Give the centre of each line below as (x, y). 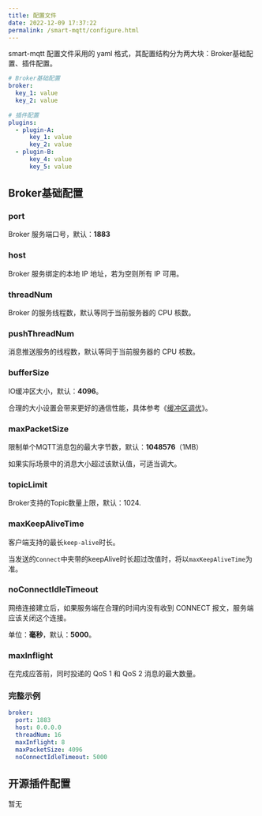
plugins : (22, 122)
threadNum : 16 (38, 735)
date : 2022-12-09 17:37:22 (52, 23)
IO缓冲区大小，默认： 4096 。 (56, 391)
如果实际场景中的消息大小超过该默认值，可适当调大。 (95, 464)
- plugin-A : (35, 130)
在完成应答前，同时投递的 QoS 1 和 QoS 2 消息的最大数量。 (104, 674)
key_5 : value (51, 167)
